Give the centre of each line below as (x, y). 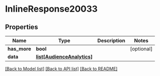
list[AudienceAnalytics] (64, 57)
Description (111, 41)
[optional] (141, 49)
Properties (22, 27)
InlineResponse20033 (52, 9)
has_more (19, 49)
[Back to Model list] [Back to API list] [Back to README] (61, 69)
